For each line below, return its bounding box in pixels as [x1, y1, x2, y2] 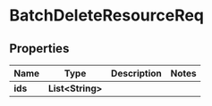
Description [110, 68, 163, 79]
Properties [9, 41, 70, 56]
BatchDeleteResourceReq [9, 5, 204, 26]
